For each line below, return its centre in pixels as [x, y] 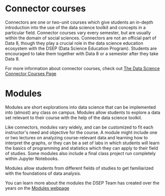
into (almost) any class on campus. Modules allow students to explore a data [83, 112]
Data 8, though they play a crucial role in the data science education [74, 43]
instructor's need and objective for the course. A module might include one [81, 132]
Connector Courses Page [31, 73]
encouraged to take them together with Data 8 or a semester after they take [82, 53]
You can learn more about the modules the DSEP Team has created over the [82, 183]
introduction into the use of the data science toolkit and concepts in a [76, 27]
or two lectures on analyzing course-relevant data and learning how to [77, 137]
